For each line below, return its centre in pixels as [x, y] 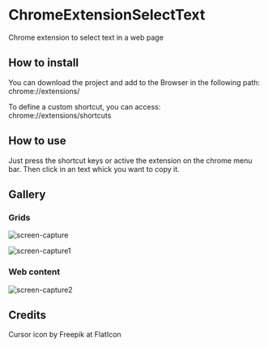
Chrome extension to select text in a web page [86, 37]
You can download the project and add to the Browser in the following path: [134, 82]
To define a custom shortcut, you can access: [85, 106]
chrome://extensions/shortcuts [60, 115]
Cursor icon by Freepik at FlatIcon [65, 335]
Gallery [27, 194]
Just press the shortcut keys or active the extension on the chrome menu [130, 161]
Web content [34, 272]
